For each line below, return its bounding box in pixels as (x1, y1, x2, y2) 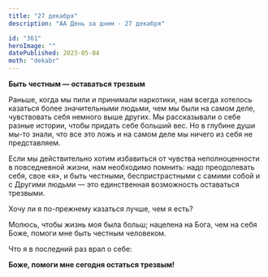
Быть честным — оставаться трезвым (8, 79, 146, 89)
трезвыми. (8, 188, 45, 197)
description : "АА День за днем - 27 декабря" (8, 19, 165, 28)
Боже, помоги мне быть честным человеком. (8, 228, 166, 238)
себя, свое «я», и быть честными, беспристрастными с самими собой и (8, 171, 261, 180)
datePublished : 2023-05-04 (8, 50, 100, 58)
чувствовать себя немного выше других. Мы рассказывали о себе (8, 112, 241, 122)
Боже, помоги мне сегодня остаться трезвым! (8, 260, 175, 269)
